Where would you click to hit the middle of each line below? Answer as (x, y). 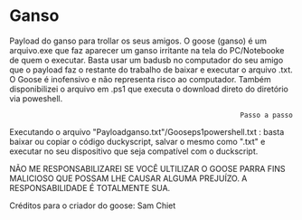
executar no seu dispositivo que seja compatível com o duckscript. (134, 151)
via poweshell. (36, 98)
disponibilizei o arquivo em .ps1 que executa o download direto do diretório (149, 89)
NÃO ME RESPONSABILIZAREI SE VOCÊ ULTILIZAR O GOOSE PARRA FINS (148, 168)
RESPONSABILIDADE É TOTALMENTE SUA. (90, 187)
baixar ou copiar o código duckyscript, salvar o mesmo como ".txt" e (137, 141)
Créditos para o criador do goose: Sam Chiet (93, 206)
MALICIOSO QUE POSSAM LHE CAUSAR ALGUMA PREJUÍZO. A (128, 178)
